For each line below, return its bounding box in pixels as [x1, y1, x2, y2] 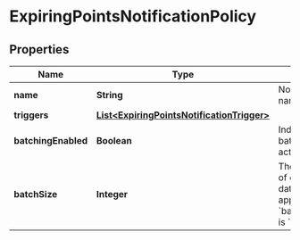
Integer [96, 188, 128, 200]
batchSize [13, 188, 58, 200]
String [96, 89, 123, 101]
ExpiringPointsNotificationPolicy [9, 6, 257, 27]
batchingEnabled [13, 135, 88, 146]
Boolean [96, 135, 132, 146]
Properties [9, 42, 70, 57]
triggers [13, 109, 49, 121]
